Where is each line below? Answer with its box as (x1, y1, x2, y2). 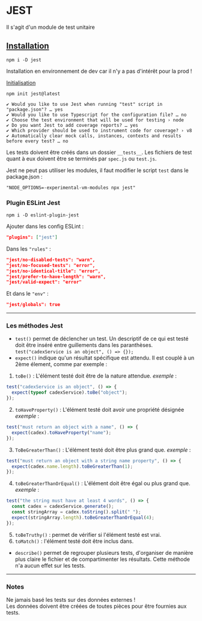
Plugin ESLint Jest (6, 198, 60, 207)
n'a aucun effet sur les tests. (14, 561, 86, 569)
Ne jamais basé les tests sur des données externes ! (6, 596, 136, 604)
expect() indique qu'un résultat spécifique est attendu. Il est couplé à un (14, 354, 195, 361)
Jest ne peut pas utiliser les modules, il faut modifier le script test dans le (6, 167, 189, 174)
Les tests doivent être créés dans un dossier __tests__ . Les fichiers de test (6, 148, 192, 156)
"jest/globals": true (6, 302, 61, 308)
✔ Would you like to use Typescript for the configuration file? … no (6, 112, 187, 118)
